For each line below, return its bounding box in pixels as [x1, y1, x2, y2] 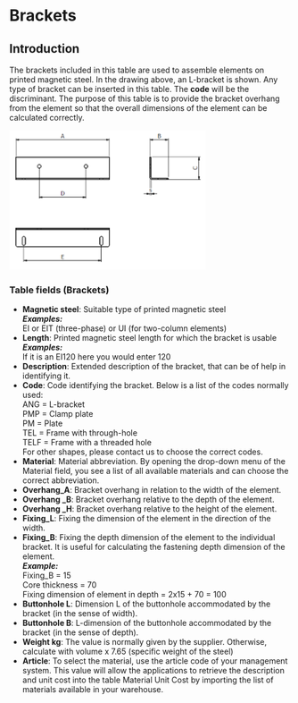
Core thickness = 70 [21, 580, 97, 590]
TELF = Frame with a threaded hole [21, 437, 152, 448]
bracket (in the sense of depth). [21, 627, 139, 638]
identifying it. [21, 370, 71, 381]
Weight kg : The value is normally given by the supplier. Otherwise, [21, 637, 268, 648]
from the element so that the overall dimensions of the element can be [9, 103, 268, 113]
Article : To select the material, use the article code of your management [21, 656, 288, 666]
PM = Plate [21, 418, 63, 429]
